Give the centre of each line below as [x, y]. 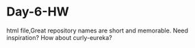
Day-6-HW [38, 12]
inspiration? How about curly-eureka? [59, 37]
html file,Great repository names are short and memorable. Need [97, 30]
